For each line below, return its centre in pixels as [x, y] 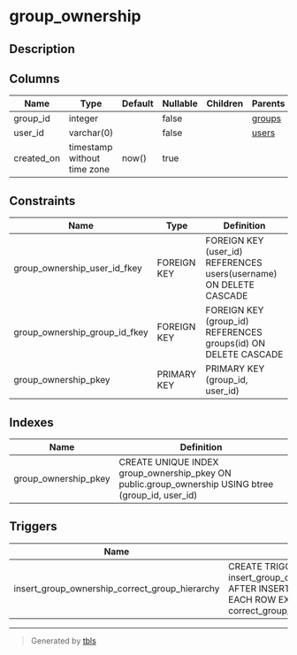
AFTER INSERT [259, 588]
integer [84, 118]
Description [42, 49]
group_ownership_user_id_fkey [78, 269]
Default [138, 103]
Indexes [32, 422]
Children [225, 103]
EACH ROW [252, 599]
